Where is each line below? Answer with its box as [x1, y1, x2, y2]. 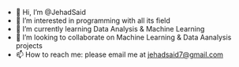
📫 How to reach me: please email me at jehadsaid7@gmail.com [15, 50, 223, 59]
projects [15, 41, 43, 50]
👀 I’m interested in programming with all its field [15, 16, 171, 25]
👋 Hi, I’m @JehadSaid [15, 8, 87, 17]
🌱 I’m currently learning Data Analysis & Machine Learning [15, 24, 205, 33]
